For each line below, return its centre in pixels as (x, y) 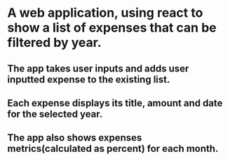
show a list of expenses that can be (112, 28)
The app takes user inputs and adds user (98, 68)
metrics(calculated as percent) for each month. (113, 149)
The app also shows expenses (75, 138)
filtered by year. (54, 43)
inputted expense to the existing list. (89, 79)
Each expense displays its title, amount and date (115, 103)
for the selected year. (55, 114)
